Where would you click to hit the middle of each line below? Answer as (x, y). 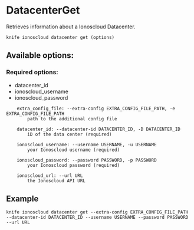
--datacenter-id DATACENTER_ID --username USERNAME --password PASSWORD (97, 218)
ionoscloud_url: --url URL (50, 175)
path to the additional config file (72, 119)
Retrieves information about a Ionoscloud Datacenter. (71, 27)
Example (22, 199)
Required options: (32, 73)
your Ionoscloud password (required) (73, 165)
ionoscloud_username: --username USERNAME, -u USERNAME (87, 144)
